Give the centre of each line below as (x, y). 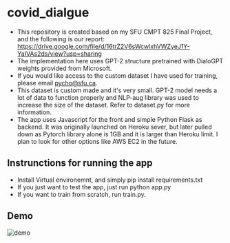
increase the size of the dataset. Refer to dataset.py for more (104, 105)
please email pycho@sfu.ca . (57, 83)
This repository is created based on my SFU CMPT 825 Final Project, (115, 32)
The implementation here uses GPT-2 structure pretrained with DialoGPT (120, 61)
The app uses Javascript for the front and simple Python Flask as (109, 119)
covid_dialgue (48, 13)
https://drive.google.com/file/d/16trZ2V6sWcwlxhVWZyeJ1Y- (104, 46)
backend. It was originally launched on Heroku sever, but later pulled (114, 127)
